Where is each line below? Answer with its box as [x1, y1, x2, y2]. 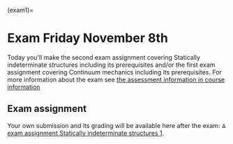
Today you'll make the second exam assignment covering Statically [7, 53, 201, 61]
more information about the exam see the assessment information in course [7, 75, 225, 83]
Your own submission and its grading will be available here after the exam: [7, 121, 220, 129]
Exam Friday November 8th [7, 31, 169, 46]
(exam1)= [7, 6, 34, 14]
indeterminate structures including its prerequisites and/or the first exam [7, 61, 216, 69]
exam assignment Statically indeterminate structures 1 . [7, 129, 165, 137]
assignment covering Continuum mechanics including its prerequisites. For [7, 67, 222, 76]
